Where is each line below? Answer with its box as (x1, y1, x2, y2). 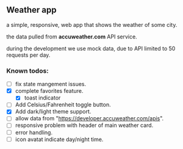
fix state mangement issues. (15, 81, 87, 88)
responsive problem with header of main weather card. (15, 122, 154, 129)
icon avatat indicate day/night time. (15, 136, 104, 143)
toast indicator (24, 94, 61, 101)
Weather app (6, 5, 57, 15)
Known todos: (6, 67, 49, 75)
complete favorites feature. (15, 87, 84, 95)
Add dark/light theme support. (15, 108, 91, 115)
